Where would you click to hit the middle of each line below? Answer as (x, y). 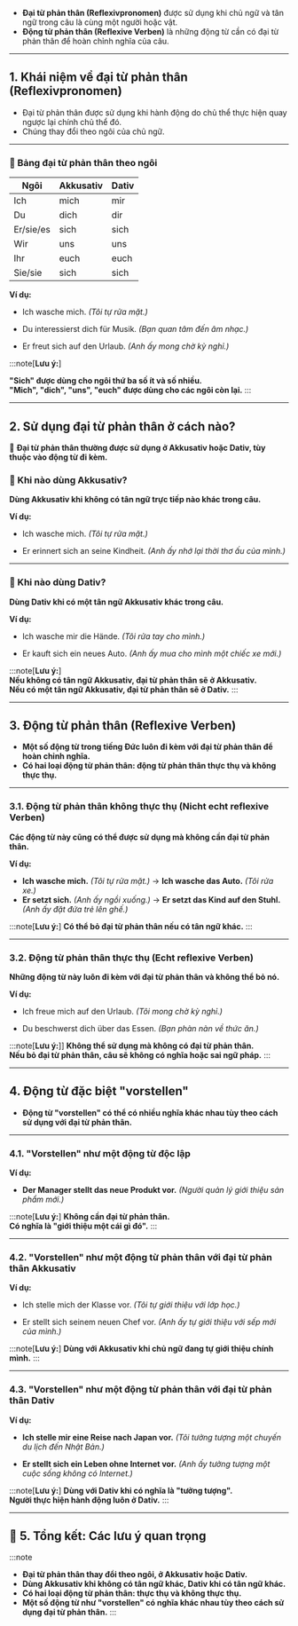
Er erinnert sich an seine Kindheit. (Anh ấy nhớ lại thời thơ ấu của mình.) (154, 551)
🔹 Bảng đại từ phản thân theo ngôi (83, 162)
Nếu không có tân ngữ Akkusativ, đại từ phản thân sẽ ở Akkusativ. (133, 680)
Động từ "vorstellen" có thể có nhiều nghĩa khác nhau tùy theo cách (150, 1112)
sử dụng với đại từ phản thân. (77, 1122)
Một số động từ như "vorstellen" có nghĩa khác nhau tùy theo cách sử (153, 1603)
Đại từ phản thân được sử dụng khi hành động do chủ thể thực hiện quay (154, 112)
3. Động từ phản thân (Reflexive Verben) (123, 726)
